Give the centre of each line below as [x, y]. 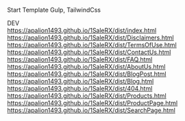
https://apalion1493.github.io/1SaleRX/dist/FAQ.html [80, 59]
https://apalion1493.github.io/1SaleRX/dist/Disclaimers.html [91, 38]
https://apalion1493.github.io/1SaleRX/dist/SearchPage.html [91, 110]
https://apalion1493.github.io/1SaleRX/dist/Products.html [87, 96]
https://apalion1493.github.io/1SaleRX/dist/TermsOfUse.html [92, 45]
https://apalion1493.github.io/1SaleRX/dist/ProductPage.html [92, 103]
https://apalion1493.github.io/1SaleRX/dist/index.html [82, 30]
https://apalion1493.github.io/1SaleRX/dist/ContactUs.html [89, 52]
